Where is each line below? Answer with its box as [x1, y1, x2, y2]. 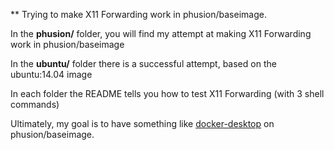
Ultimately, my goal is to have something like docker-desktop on [10, 118, 275, 129]
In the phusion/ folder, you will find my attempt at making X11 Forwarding [10, 28, 312, 39]
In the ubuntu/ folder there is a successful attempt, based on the [10, 58, 277, 69]
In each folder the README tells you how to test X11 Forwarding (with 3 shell [10, 88, 325, 99]
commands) [10, 99, 60, 110]
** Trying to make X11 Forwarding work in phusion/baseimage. [10, 9, 267, 20]
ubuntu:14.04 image [10, 69, 93, 80]
